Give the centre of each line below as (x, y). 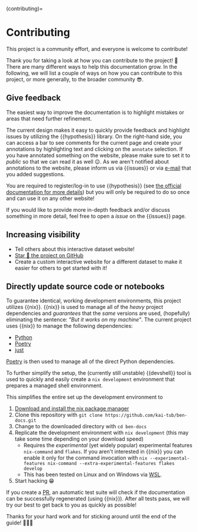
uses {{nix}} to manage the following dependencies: (69, 326)
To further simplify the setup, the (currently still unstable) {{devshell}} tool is (99, 373)
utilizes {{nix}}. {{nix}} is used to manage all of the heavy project (85, 307)
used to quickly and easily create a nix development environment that (90, 380)
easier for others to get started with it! (61, 268)
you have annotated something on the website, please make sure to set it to (98, 155)
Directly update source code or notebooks (85, 286)
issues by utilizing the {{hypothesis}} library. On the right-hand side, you (94, 136)
